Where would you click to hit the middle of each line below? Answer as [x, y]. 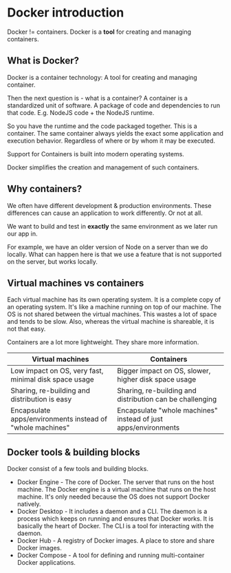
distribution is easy [41, 399]
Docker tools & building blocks [74, 452]
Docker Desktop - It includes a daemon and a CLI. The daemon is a [112, 512]
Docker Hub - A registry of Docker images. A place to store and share [116, 541]
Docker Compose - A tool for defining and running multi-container [111, 555]
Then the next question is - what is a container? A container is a [97, 98]
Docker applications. [46, 563]
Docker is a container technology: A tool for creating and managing [102, 77]
